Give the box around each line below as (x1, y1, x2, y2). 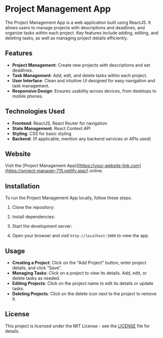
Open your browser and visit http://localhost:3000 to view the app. (12, 233, 149, 239)
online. (89, 168, 103, 174)
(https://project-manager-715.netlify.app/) (5, 168, 89, 174)
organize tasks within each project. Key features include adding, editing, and (5, 30, 159, 36)
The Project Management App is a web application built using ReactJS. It (5, 19, 151, 25)
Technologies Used (5, 107, 65, 115)
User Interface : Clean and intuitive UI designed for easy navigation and (12, 77, 156, 83)
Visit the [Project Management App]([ (5, 163, 80, 169)
